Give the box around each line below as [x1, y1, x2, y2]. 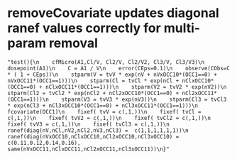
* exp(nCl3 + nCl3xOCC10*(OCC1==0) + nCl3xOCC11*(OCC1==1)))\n [7, 102, 199, 109]
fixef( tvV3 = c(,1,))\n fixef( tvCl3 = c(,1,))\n [7, 121, 170, 128]
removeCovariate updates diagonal [7, 5, 219, 21]
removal [48, 35, 98, 51]
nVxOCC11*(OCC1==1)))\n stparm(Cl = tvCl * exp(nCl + [7, 77, 180, 84]
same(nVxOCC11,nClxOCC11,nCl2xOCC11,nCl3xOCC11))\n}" [7, 146, 170, 153]
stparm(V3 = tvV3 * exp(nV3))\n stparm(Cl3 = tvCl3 [61, 96, 227, 103]
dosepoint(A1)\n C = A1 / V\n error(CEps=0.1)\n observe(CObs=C [7, 65, 231, 72]
